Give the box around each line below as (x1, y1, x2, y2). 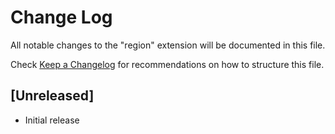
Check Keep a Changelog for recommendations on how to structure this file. (10, 58, 325, 70)
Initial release (24, 114, 80, 126)
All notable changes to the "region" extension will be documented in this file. (10, 39, 326, 51)
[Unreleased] (10, 87, 95, 105)
